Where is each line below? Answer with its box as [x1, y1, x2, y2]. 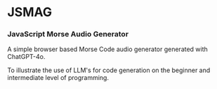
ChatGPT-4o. [7, 53, 46, 61]
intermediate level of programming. [7, 74, 109, 82]
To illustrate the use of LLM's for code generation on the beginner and [7, 66, 211, 74]
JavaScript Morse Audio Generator [7, 29, 129, 39]
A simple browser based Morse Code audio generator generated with [7, 45, 209, 53]
